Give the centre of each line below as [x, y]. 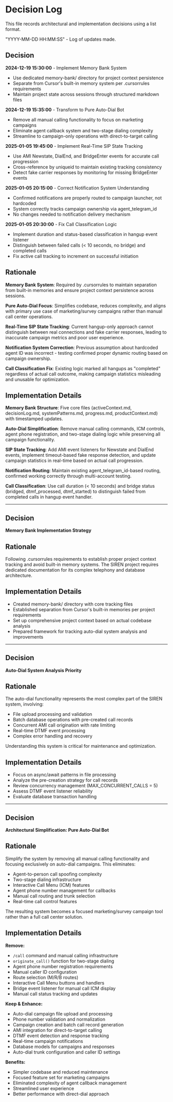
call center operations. [29, 316]
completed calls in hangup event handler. [49, 497]
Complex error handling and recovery [53, 736]
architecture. [19, 575]
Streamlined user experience [44, 1088]
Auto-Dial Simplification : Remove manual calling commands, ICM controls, [85, 429]
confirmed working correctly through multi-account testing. [68, 476]
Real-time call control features [45, 901]
